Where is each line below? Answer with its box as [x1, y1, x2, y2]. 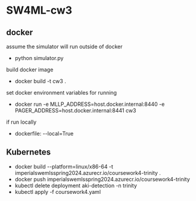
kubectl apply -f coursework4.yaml [14, 188, 101, 195]
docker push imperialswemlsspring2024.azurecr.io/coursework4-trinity [14, 175, 191, 183]
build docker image [6, 66, 54, 73]
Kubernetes [6, 147, 51, 158]
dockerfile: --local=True [14, 130, 74, 137]
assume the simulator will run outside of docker [6, 43, 123, 50]
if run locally [6, 118, 37, 125]
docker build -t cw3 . [14, 78, 67, 84]
